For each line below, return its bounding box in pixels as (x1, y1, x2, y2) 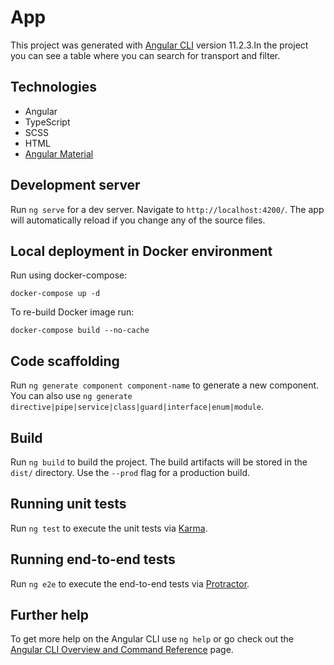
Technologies (10, 79, 98, 96)
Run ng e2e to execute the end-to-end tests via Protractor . (10, 577, 250, 590)
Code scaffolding (10, 352, 120, 370)
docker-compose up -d (10, 289, 101, 299)
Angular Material (24, 147, 94, 160)
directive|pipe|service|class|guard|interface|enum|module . (10, 401, 264, 413)
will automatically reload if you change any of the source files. (10, 214, 266, 226)
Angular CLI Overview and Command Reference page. (10, 644, 234, 656)
